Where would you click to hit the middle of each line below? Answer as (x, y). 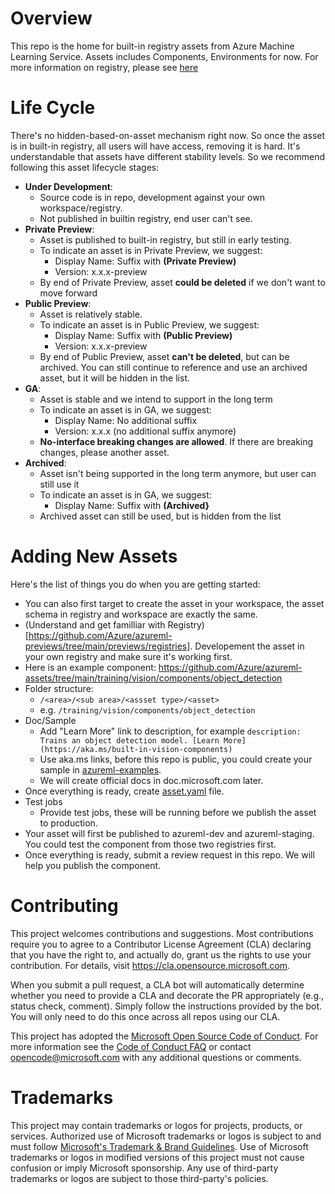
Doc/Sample (50, 720)
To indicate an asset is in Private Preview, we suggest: (151, 250)
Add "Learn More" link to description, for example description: (170, 731)
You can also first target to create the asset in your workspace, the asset (174, 603)
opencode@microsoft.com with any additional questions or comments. (156, 1057)
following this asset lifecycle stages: (85, 167)
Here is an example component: (90, 667)
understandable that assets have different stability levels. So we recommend (168, 156)
